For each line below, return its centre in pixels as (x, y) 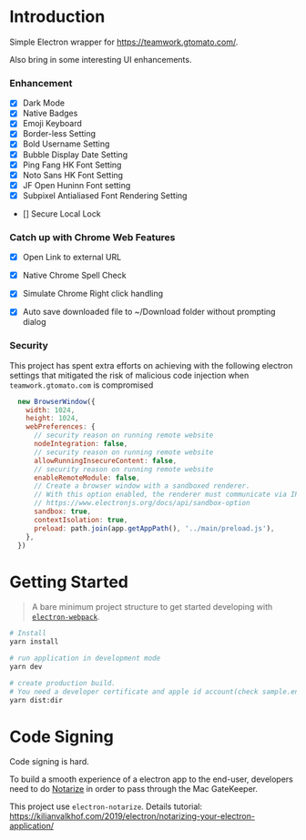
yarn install (34, 642)
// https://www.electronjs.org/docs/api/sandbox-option (142, 503)
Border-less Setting (59, 134)
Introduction (57, 17)
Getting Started (69, 582)
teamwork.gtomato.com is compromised (82, 385)
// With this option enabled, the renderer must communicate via (160, 495)
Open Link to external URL (72, 258)
